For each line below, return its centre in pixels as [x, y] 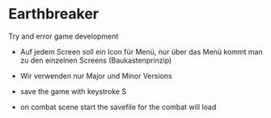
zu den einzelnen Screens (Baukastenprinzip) [96, 60]
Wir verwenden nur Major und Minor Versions [96, 75]
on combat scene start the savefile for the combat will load [118, 107]
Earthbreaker [54, 14]
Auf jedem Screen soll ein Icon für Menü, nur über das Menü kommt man [141, 51]
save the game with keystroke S [73, 91]
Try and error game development [64, 36]
